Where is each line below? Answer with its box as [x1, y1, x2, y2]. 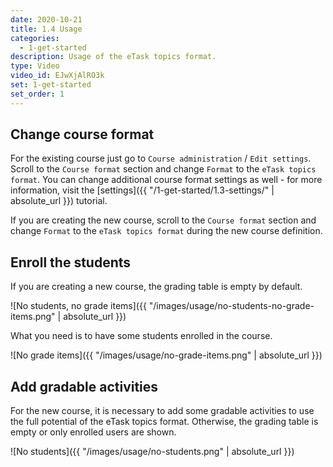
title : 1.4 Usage [10, 24, 83, 34]
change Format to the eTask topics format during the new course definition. [10, 225, 323, 237]
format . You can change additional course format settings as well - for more [10, 174, 323, 186]
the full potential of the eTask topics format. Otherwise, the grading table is [10, 416, 319, 428]
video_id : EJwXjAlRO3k [10, 71, 105, 81]
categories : [10, 33, 60, 43]
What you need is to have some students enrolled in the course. [10, 330, 273, 342]
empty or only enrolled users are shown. [10, 426, 177, 438]
